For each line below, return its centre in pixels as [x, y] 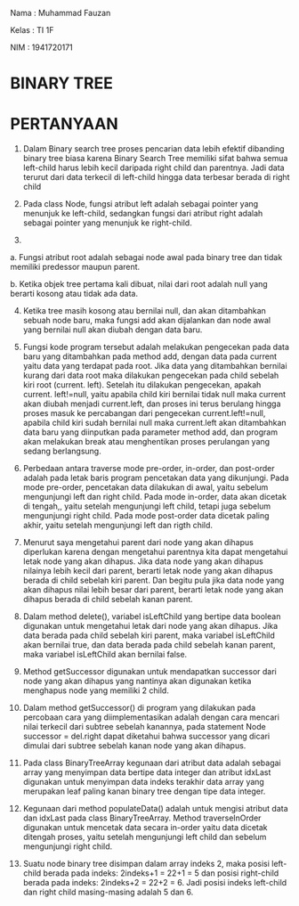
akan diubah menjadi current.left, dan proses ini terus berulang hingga [152, 404]
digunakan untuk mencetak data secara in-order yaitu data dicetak [145, 828]
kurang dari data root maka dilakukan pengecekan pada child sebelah [151, 375]
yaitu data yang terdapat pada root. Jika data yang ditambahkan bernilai [155, 366]
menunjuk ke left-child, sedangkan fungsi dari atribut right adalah [143, 214]
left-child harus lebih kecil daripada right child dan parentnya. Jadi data [154, 167]
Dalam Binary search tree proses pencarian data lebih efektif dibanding [154, 149]
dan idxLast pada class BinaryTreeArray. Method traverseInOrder [142, 818]
